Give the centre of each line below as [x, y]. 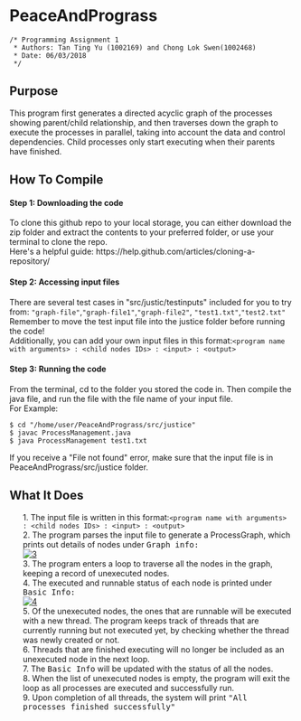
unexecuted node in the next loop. [86, 659]
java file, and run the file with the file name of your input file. [121, 398]
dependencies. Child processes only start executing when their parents [142, 142]
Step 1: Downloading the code [66, 202]
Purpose [34, 91]
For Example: [34, 408]
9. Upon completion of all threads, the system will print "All [135, 698]
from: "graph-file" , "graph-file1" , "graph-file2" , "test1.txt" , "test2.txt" [148, 312]
